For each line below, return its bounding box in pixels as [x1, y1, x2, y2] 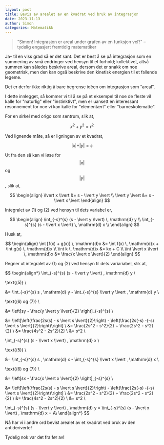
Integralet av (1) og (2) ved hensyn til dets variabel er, [5, 207, 112, 213]
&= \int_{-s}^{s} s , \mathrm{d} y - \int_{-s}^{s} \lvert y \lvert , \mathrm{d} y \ [5, 289, 159, 295]
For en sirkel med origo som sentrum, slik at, [5, 113, 95, 119]
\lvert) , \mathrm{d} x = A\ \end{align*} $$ [5, 410, 90, 416]
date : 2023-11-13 [5, 16, 41, 21]
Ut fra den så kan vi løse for [5, 152, 61, 158]
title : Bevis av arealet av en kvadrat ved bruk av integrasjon [5, 12, 139, 17]
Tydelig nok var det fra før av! [5, 434, 65, 440]
